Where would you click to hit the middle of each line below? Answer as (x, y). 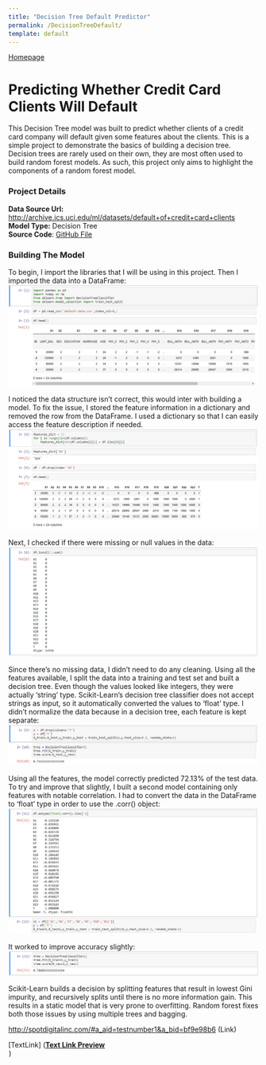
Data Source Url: (36, 209)
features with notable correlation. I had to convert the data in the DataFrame (132, 796)
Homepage (27, 57)
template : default (39, 33)
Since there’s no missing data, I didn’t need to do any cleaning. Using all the (132, 669)
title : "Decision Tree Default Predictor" (79, 17)
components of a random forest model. (72, 170)
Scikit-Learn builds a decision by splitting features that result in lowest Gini (130, 989)
